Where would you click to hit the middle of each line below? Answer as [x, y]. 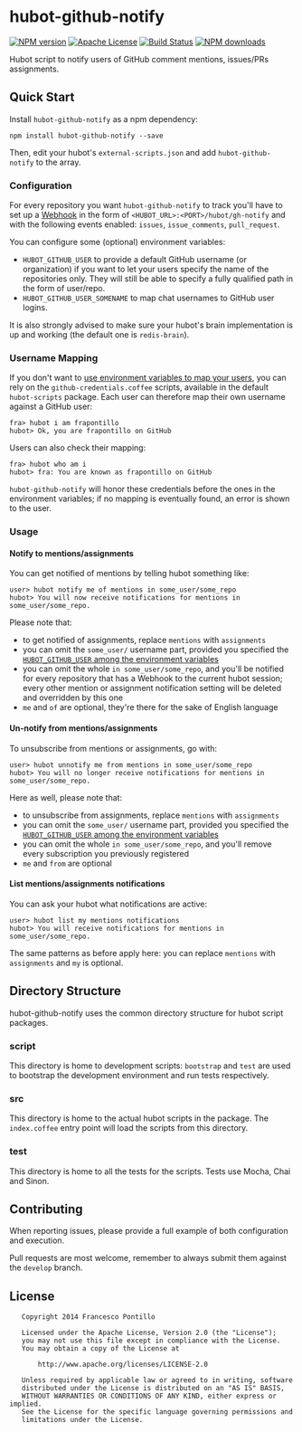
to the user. [30, 508]
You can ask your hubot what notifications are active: [109, 904]
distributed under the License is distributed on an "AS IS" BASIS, [153, 1389]
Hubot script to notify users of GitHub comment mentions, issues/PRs [139, 59]
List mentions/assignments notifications [87, 884]
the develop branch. [46, 1267]
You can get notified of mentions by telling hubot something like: [129, 574]
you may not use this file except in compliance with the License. [151, 1341]
